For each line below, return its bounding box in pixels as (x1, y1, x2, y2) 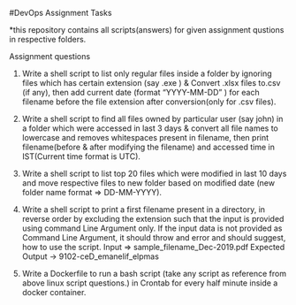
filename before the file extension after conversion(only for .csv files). (21, 96, 277, 107)
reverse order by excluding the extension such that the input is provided (21, 214, 285, 224)
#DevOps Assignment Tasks (9, 8, 112, 18)
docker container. (21, 287, 87, 297)
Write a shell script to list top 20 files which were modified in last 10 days (21, 168, 287, 179)
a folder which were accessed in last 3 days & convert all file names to (21, 123, 278, 133)
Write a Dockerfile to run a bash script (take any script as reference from (21, 269, 287, 278)
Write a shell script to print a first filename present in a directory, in (21, 204, 266, 215)
